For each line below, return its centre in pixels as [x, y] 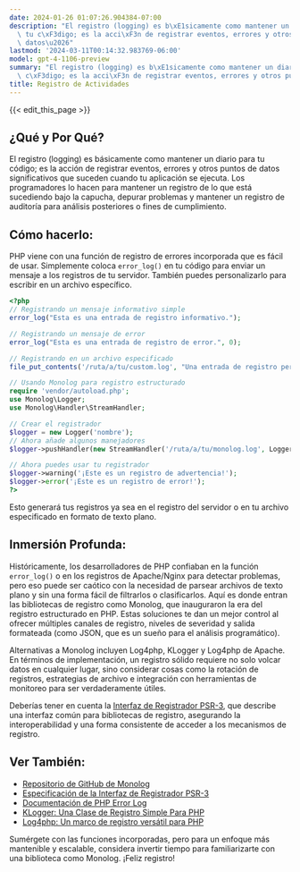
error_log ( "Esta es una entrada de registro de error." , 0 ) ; [125, 342]
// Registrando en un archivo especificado [92, 359]
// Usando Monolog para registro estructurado [97, 383]
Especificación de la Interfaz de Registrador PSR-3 [116, 793]
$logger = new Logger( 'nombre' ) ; [71, 432]
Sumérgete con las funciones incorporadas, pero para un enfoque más [140, 839]
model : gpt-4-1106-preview [59, 59]
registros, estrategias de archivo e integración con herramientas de [133, 678]
